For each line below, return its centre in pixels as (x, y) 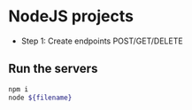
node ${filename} (40, 98)
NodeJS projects (71, 16)
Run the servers (53, 69)
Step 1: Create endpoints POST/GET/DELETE (102, 41)
